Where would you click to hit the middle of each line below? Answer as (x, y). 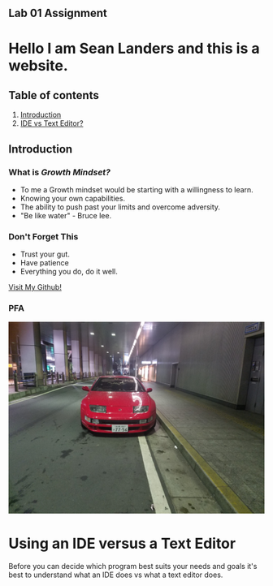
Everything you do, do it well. (69, 272)
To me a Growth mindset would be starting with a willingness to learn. (136, 190)
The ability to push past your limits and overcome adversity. (120, 207)
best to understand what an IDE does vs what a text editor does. (116, 575)
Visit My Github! (35, 287)
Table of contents (54, 95)
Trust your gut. (45, 254)
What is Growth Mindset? (60, 172)
